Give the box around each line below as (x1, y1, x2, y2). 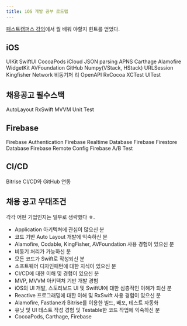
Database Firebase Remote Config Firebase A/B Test (6, 145, 133, 152)
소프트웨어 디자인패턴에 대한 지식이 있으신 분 (14, 262, 117, 269)
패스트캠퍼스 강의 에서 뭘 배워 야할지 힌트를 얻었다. (6, 25, 120, 32)
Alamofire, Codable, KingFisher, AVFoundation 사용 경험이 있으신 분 (14, 241, 174, 248)
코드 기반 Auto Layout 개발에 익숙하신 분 (14, 233, 108, 240)
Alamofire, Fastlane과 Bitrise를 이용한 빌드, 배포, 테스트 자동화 (14, 299, 159, 306)
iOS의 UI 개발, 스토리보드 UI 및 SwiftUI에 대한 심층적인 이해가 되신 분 (14, 284, 172, 291)
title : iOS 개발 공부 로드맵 (6, 8, 68, 15)
